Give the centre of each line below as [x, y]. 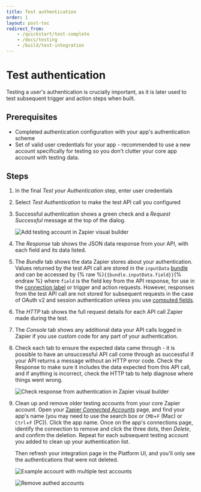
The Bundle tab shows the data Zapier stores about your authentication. [104, 262]
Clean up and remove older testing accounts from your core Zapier [97, 403]
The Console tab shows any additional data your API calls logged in [98, 330]
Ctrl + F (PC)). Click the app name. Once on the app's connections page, [104, 423]
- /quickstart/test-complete [53, 34]
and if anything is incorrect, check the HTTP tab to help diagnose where [104, 373]
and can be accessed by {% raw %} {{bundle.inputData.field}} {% [98, 275]
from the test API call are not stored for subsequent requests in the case [104, 294]
